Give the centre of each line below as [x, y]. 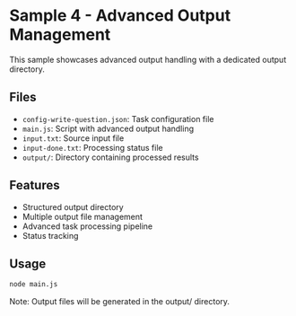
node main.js [34, 285]
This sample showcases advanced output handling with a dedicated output [148, 59]
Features [35, 185]
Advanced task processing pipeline [87, 226]
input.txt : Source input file [73, 138]
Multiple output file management [83, 216]
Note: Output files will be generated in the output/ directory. [120, 302]
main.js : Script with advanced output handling [108, 128]
